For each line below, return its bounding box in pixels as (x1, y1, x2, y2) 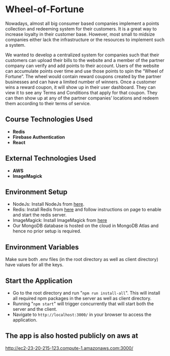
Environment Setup (5, 187, 67, 196)
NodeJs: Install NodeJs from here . (12, 201, 85, 207)
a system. (5, 42, 26, 48)
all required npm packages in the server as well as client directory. (12, 296, 152, 301)
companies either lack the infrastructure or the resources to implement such (5, 37, 165, 43)
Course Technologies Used (5, 115, 93, 124)
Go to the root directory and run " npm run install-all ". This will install (12, 290, 161, 296)
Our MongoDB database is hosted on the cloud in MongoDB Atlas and (12, 222, 159, 229)
